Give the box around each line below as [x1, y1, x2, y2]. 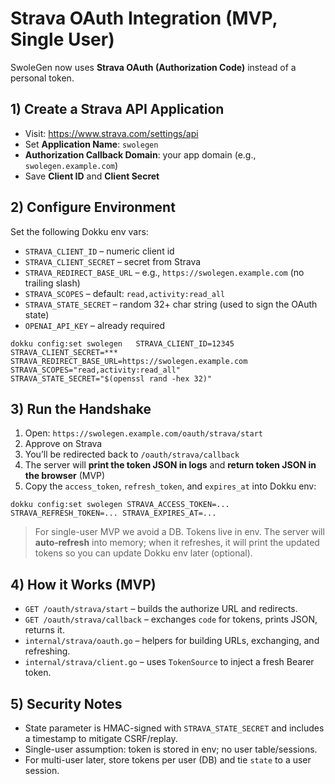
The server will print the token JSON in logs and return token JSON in [24, 459, 317, 471]
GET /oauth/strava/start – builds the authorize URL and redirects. [24, 603, 298, 615]
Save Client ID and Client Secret [24, 170, 160, 182]
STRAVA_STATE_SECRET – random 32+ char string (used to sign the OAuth [24, 298, 318, 310]
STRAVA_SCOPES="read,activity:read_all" [10, 365, 182, 375]
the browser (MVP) [24, 470, 106, 482]
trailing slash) [24, 277, 81, 289]
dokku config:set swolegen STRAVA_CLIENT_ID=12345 [10, 338, 235, 349]
